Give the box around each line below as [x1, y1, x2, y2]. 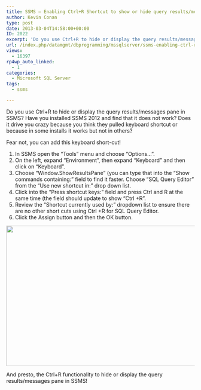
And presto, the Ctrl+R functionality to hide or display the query [6, 371, 163, 378]
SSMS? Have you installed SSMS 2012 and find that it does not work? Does [6, 114, 191, 121]
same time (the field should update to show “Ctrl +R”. [14, 195, 147, 202]
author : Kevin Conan [6, 14, 58, 20]
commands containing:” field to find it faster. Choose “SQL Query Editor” [14, 176, 194, 183]
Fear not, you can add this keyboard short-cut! [6, 139, 121, 146]
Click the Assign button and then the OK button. [14, 213, 133, 221]
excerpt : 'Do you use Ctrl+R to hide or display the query [6, 36, 157, 42]
